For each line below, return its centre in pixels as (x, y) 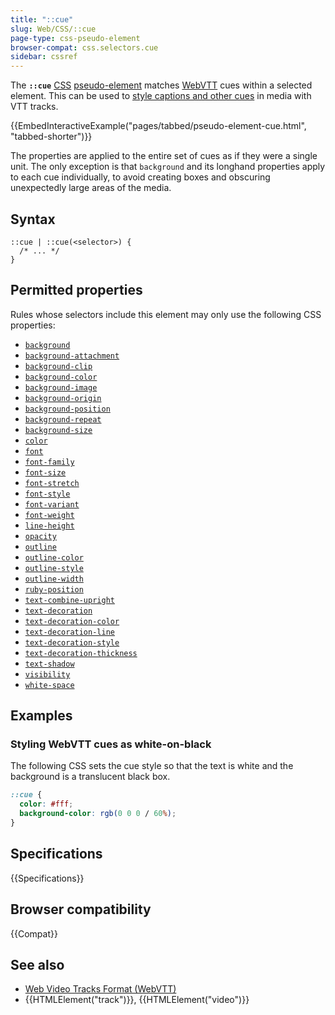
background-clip (58, 366)
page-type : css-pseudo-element (75, 38)
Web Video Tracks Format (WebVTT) (100, 989)
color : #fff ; (46, 804)
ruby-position (54, 589)
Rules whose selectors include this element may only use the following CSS (166, 314)
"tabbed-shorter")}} (51, 137)
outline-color (54, 557)
